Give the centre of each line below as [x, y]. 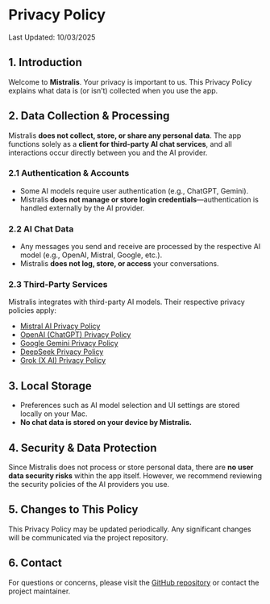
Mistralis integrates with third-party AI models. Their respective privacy [127, 302]
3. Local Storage [50, 386]
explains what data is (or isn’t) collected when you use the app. [113, 90]
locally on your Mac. [54, 414]
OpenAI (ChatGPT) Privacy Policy [75, 335]
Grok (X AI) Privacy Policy [63, 360]
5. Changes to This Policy [73, 510]
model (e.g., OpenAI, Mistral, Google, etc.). [91, 255]
